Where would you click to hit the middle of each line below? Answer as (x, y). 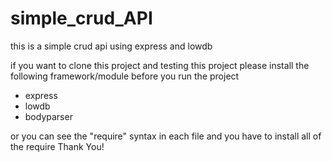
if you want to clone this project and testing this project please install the (160, 65)
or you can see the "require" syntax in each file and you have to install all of (166, 136)
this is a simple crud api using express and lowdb (111, 46)
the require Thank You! (57, 146)
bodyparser (48, 116)
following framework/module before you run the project (125, 76)
